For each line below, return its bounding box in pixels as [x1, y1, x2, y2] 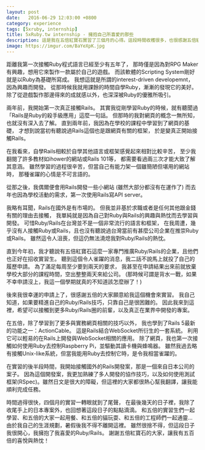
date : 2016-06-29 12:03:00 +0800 [6, 15, 97, 21]
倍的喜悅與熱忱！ [6, 437, 49, 444]
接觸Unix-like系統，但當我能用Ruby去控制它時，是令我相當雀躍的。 [11, 349, 181, 357]
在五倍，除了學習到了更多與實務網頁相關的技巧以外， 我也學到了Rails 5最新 [6, 319, 196, 327]
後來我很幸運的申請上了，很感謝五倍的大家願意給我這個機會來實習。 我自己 [6, 291, 195, 298]
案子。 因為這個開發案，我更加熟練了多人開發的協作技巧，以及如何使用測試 [6, 370, 195, 377]
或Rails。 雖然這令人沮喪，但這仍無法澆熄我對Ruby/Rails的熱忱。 [6, 234, 169, 242]
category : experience [6, 20, 62, 26]
